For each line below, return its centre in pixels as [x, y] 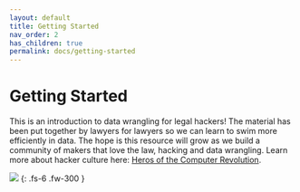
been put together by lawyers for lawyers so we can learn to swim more [144, 131]
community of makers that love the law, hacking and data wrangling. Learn [149, 150]
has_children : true [46, 43]
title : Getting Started [54, 26]
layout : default [40, 18]
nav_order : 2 [34, 34]
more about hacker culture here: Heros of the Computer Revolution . [135, 160]
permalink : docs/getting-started [73, 52]
